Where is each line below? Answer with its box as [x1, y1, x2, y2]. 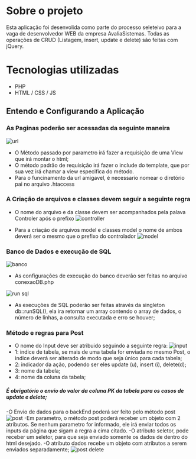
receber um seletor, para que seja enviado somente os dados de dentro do [6, 434, 188, 441]
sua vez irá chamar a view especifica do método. [14, 167, 135, 175]
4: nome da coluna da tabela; [14, 374, 86, 381]
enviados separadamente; [6, 446, 70, 453]
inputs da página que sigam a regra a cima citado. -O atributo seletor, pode [6, 427, 189, 434]
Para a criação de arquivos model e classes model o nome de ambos [14, 226, 183, 233]
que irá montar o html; [14, 155, 69, 162]
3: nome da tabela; [14, 367, 61, 374]
